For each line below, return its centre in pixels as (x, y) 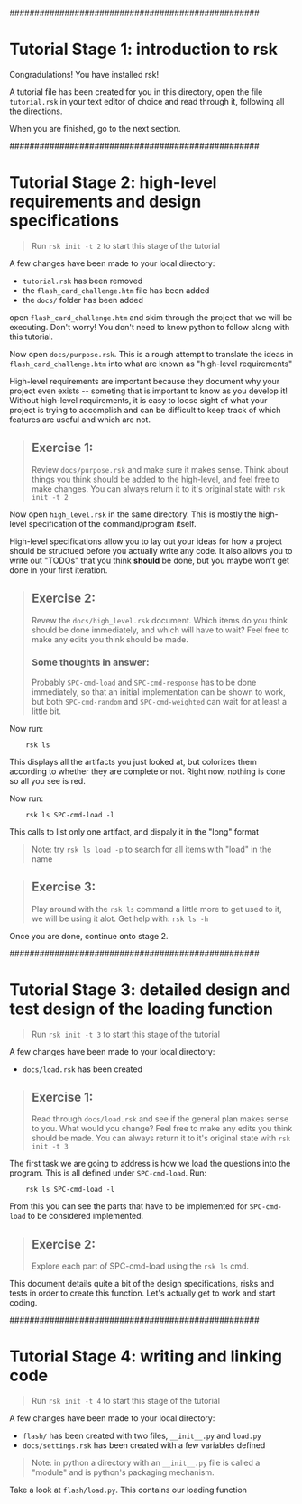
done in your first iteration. (59, 570)
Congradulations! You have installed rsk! (84, 74)
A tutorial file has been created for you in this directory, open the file (136, 92)
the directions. (36, 111)
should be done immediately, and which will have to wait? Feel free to (160, 630)
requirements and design (105, 202)
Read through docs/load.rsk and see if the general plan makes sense (160, 1119)
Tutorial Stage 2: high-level (113, 183)
